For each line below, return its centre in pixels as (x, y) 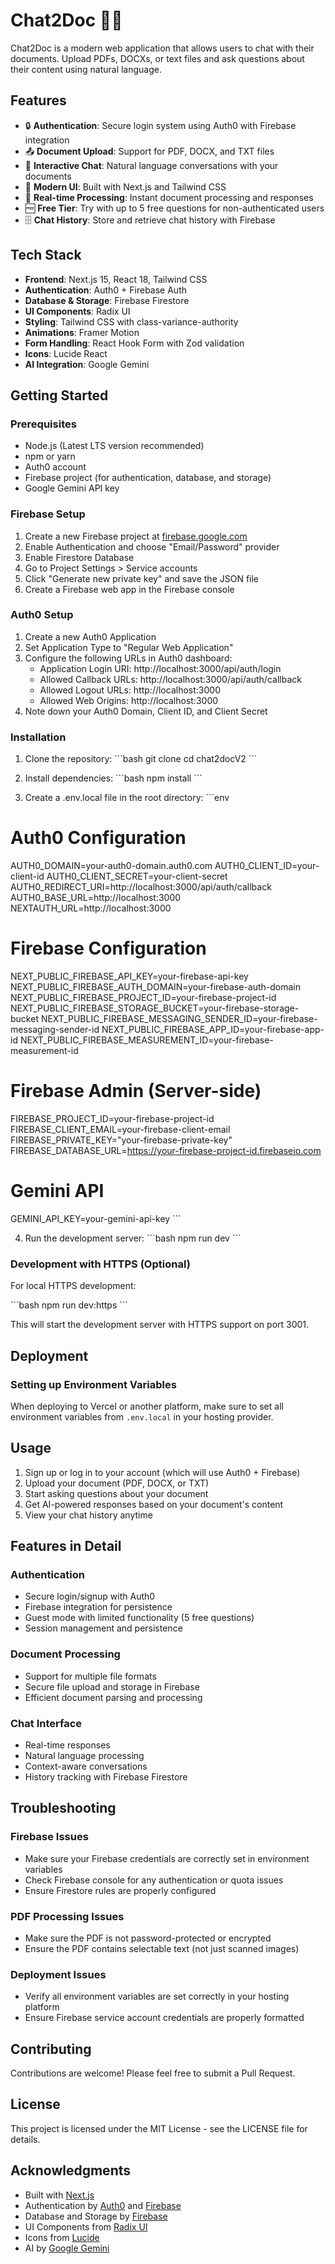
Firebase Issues (49, 1837)
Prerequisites (43, 424)
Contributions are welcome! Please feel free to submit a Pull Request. (153, 2073)
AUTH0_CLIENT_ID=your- (267, 866)
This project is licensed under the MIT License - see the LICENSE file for (159, 2128)
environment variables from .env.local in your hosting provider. (142, 1416)
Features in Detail (66, 1546)
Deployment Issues (58, 1974)
